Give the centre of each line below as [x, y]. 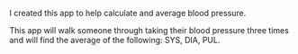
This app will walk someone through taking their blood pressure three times [149, 30]
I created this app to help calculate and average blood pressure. [128, 13]
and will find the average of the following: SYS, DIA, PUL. [115, 40]
